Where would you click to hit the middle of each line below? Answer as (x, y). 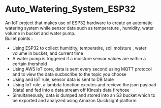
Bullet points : (19, 38)
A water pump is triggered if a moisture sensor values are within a (79, 58)
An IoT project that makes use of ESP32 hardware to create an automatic (79, 23)
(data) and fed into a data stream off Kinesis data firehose (71, 90)
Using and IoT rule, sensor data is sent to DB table (63, 79)
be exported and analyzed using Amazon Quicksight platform (74, 100)
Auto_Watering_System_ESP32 (70, 9)
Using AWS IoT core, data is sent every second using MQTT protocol (82, 69)
